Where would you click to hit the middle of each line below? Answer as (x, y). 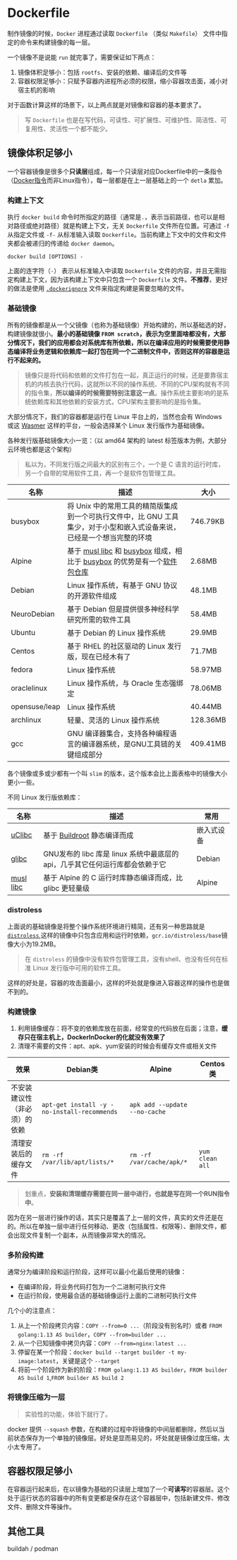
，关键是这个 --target (87, 1361)
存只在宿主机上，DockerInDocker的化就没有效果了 (91, 1037)
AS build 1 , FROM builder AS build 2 (71, 1378)
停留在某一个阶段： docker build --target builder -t (96, 1352)
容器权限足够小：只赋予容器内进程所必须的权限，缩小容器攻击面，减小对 (122, 81)
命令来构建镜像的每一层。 (56, 42)
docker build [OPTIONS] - (45, 257)
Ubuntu (23, 633)
